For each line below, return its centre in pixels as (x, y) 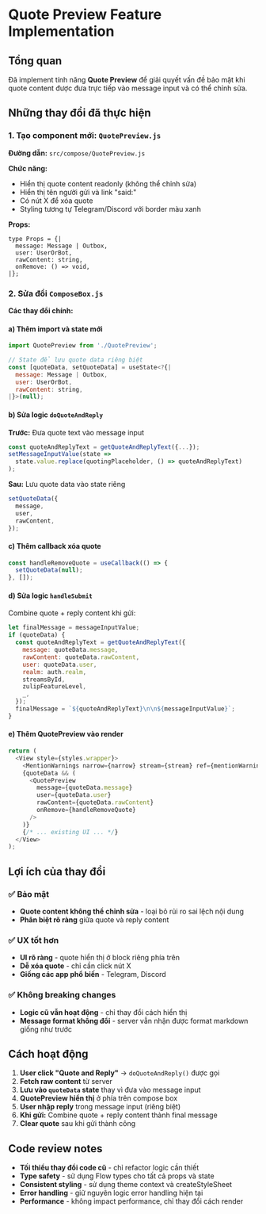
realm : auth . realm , (55, 672)
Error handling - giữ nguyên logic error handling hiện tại (111, 1193)
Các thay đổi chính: (41, 310)
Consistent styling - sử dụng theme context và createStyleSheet (125, 1185)
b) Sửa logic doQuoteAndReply (56, 415)
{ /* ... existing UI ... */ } (70, 832)
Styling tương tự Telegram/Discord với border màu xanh (110, 209)
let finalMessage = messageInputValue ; (74, 628)
